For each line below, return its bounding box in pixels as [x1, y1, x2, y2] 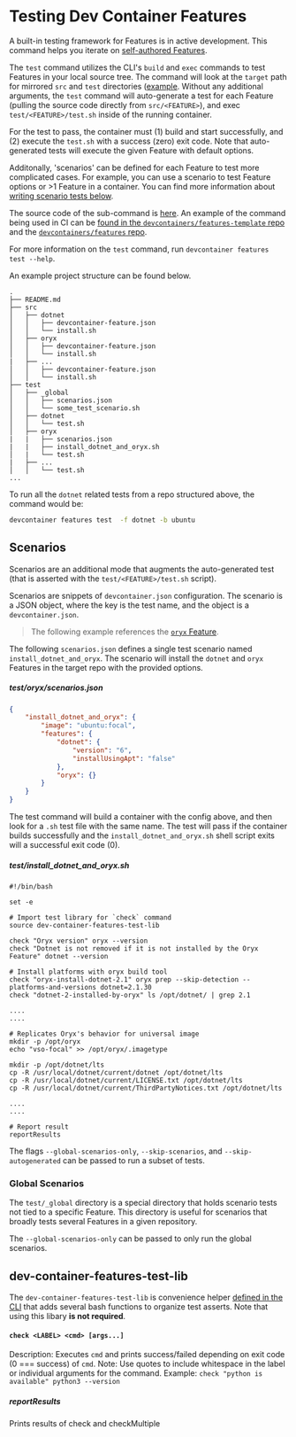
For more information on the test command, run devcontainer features [9, 244, 269, 254]
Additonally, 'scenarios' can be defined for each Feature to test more [9, 162, 260, 173]
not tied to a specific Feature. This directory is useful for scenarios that [9, 1207, 268, 1217]
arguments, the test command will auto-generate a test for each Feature [9, 90, 274, 101]
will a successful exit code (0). [9, 840, 121, 851]
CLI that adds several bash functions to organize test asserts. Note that [9, 1301, 269, 1312]
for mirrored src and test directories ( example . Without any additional [9, 81, 263, 91]
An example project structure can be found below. [9, 270, 192, 281]
